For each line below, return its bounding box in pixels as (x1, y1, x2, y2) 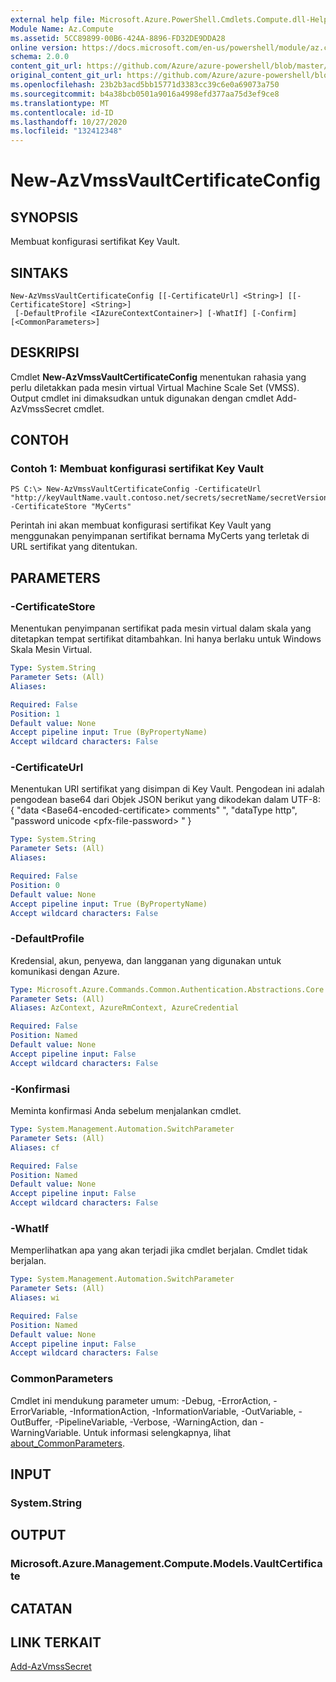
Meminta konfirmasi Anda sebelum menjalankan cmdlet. (10, 1105, 242, 1117)
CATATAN (10, 1600, 73, 1617)
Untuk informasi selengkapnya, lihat (83, 1426, 232, 1438)
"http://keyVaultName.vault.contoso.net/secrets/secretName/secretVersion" (10, 493, 333, 503)
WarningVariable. (10, 1426, 82, 1438)
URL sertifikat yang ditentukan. (10, 541, 138, 553)
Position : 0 (10, 880, 60, 890)
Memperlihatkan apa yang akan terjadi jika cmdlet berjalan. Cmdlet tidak (10, 1244, 308, 1256)
